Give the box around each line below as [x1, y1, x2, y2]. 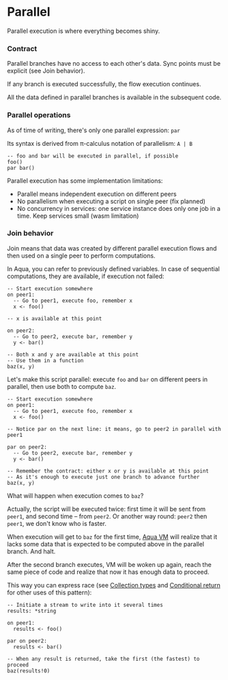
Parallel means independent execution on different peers [16, 190, 177, 198]
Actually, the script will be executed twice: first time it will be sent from [7, 505, 206, 513]
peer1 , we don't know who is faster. [7, 519, 107, 527]
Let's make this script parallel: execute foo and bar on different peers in [7, 375, 208, 383]
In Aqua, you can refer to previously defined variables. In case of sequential [7, 264, 220, 273]
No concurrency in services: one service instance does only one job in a [16, 204, 220, 212]
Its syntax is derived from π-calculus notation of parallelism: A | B [7, 139, 193, 147]
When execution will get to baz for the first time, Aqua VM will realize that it [7, 532, 218, 541]
